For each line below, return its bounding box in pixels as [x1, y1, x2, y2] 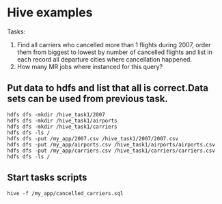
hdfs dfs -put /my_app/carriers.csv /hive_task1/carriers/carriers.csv [7, 147, 215, 154]
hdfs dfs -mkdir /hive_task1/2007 [7, 111, 106, 118]
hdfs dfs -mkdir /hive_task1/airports [7, 117, 117, 124]
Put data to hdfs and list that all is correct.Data [7, 82, 208, 94]
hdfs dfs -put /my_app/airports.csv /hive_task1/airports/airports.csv [7, 141, 215, 148]
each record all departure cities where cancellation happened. [16, 55, 193, 63]
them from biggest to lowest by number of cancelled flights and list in [16, 48, 213, 56]
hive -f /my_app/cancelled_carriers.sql [7, 190, 124, 196]
